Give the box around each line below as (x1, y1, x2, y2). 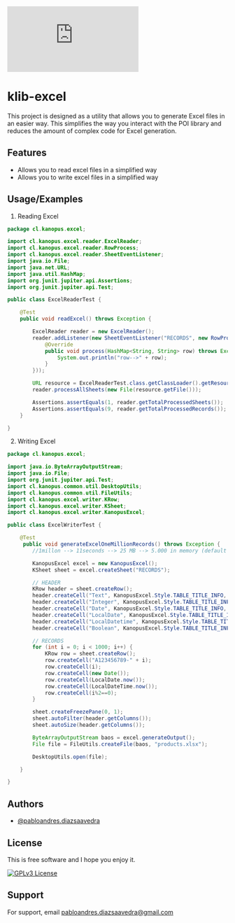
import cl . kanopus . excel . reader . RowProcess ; (7, 244, 139, 251)
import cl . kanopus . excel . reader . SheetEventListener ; (7, 251, 164, 258)
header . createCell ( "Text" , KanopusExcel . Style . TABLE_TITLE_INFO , (32, 592, 227, 599)
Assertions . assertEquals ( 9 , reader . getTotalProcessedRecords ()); (32, 405, 227, 412)
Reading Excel (17, 211, 59, 220)
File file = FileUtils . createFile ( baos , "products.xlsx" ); (32, 740, 208, 748)
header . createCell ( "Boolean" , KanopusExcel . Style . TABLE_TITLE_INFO (32, 625, 233, 632)
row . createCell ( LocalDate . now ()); (44, 676, 145, 683)
